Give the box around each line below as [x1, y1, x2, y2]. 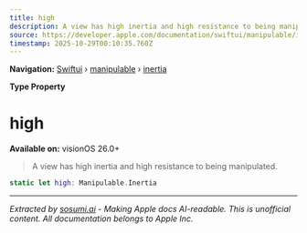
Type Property [9, 81, 66, 92]
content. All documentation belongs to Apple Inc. [9, 213, 194, 224]
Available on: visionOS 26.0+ [9, 143, 121, 155]
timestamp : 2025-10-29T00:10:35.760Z [9, 38, 153, 48]
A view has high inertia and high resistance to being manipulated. [31, 161, 279, 172]
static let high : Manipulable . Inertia [9, 178, 157, 187]
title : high [9, 13, 55, 23]
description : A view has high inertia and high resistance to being [9, 22, 276, 31]
